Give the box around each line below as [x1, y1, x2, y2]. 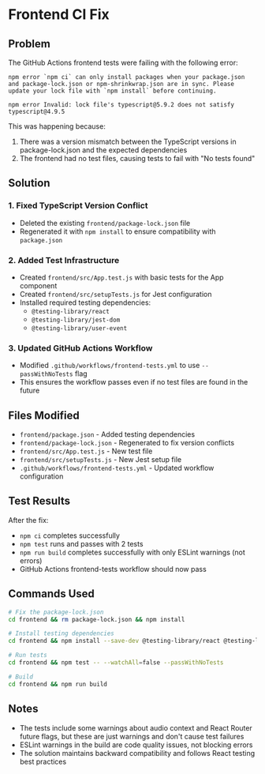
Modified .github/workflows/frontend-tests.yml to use [19, 361, 200, 370]
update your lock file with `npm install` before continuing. [8, 87, 217, 95]
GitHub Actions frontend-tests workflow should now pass [19, 564, 207, 573]
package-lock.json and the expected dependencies [19, 145, 188, 155]
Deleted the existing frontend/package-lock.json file [19, 218, 191, 227]
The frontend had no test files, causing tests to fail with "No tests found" [19, 154, 256, 163]
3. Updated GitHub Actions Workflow [8, 342, 153, 353]
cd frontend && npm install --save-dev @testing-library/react [8, 637, 221, 645]
